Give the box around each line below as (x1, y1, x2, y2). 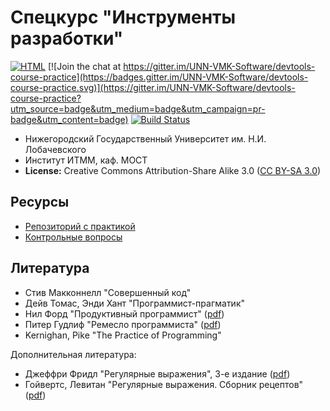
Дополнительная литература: (10, 348, 137, 360)
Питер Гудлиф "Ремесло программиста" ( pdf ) (24, 318, 222, 330)
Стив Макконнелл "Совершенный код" (24, 286, 192, 298)
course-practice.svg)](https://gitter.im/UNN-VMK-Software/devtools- (10, 81, 296, 93)
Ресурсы (10, 194, 70, 211)
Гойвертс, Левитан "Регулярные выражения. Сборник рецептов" (24, 378, 304, 390)
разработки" (10, 27, 124, 50)
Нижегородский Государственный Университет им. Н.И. (24, 132, 267, 145)
